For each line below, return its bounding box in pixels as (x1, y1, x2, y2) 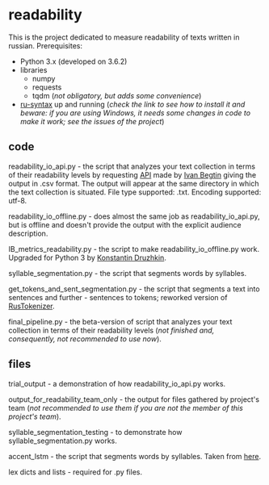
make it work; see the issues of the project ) (19, 116, 165, 126)
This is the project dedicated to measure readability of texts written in (8, 32, 240, 42)
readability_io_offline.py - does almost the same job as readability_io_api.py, (8, 211, 260, 221)
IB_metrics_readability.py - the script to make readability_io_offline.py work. (8, 244, 260, 253)
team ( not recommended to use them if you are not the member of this (8, 403, 244, 412)
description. (8, 228, 48, 238)
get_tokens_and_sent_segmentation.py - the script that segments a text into (8, 284, 260, 294)
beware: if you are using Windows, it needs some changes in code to (19, 107, 251, 118)
